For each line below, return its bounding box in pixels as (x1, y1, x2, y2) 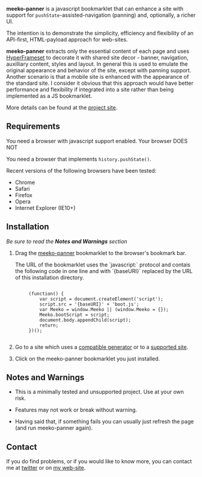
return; (39, 322, 59, 328)
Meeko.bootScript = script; (39, 312, 110, 318)
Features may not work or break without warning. (14, 406, 137, 414)
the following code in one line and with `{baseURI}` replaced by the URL (14, 267, 193, 274)
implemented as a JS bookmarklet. (6, 93, 92, 99)
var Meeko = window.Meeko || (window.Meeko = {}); (39, 306, 169, 312)
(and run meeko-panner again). (14, 424, 93, 432)
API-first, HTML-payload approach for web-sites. (6, 36, 128, 43)
